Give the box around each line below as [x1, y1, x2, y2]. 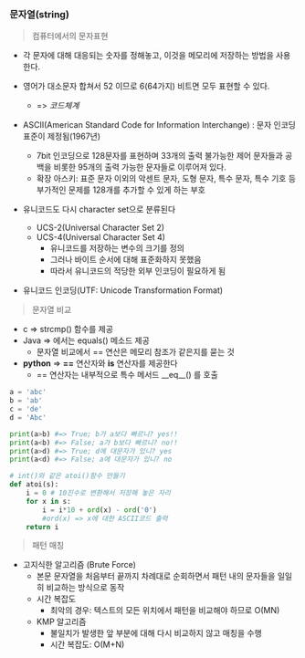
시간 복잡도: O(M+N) [49, 639, 125, 650]
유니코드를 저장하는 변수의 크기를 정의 [49, 243, 185, 254]
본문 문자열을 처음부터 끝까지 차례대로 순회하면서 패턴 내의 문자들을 [36, 570, 276, 581]
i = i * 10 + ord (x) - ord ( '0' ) [42, 505, 157, 515]
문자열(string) [9, 7, 70, 20]
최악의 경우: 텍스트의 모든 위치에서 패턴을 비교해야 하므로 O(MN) [49, 605, 280, 616]
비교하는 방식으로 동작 [46, 582, 125, 593]
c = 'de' [9, 404, 43, 414]
